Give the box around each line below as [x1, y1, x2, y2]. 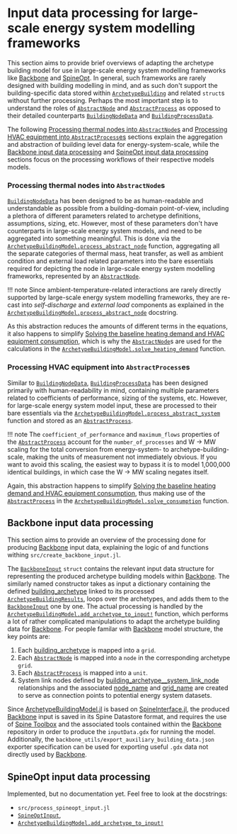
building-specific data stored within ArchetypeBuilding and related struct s [7, 89, 225, 97]
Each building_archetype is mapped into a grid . [17, 646, 156, 655]
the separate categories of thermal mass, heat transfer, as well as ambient [7, 250, 224, 258]
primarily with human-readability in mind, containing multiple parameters [7, 386, 219, 394]
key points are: [7, 633, 51, 641]
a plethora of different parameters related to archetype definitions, [7, 211, 201, 221]
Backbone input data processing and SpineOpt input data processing [7, 148, 209, 156]
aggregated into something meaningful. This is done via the [7, 234, 181, 243]
